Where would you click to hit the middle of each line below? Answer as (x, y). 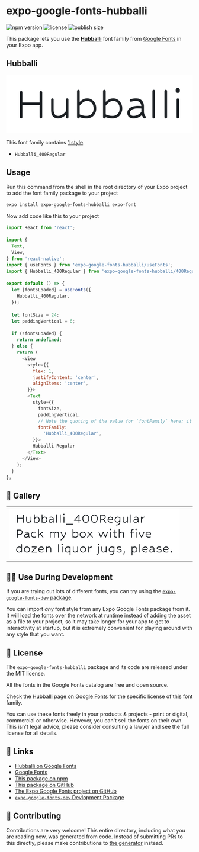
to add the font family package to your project (62, 193)
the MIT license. (26, 673)
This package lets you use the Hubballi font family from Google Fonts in (94, 38)
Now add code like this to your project (53, 216)
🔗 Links (20, 752)
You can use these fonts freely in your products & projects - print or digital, (97, 714)
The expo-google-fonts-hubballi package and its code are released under (97, 667)
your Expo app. (25, 45)
